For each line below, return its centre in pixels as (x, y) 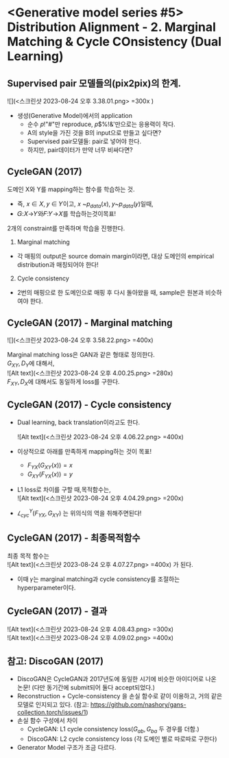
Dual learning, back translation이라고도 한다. (79, 422)
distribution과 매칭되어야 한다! (58, 265)
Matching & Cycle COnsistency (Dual (114, 42)
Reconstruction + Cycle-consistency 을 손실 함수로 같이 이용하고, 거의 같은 (120, 696)
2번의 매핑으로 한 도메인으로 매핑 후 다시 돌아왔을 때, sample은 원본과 (110, 292)
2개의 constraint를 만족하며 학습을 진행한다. (66, 228)
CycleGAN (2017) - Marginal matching (90, 323)
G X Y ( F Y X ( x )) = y (50, 475)
